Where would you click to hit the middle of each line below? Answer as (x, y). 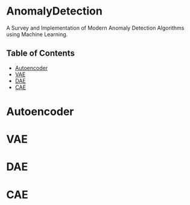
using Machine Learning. (37, 34)
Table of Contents (41, 54)
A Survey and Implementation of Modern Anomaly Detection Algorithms (95, 28)
